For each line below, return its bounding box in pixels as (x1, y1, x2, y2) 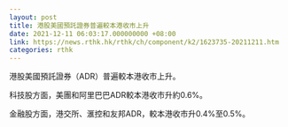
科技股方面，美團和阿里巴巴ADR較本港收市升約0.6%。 (9, 90, 208, 101)
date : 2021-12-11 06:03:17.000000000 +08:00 (9, 29, 176, 38)
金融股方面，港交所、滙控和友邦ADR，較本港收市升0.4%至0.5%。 (9, 108, 251, 119)
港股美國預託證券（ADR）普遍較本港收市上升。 (9, 71, 181, 82)
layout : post (9, 12, 58, 22)
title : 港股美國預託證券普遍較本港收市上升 (9, 21, 150, 30)
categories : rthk (9, 46, 74, 55)
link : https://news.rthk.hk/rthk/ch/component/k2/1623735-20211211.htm (9, 37, 279, 47)
